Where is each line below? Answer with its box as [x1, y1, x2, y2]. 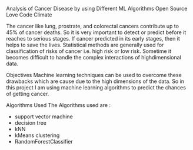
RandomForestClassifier [14, 138, 74, 145]
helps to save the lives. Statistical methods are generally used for [6, 41, 164, 48]
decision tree [14, 119, 47, 126]
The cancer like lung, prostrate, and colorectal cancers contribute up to [6, 23, 179, 29]
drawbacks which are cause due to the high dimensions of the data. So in [6, 78, 184, 85]
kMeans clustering [14, 132, 60, 139]
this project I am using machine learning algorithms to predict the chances [6, 84, 187, 91]
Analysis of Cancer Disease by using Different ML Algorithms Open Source [6, 5, 188, 12]
